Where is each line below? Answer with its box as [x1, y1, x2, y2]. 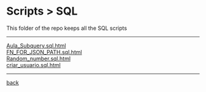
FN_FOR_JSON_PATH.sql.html [6, 48, 82, 55]
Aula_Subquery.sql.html [6, 41, 66, 49]
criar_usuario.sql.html [6, 61, 61, 68]
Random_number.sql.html [6, 55, 71, 62]
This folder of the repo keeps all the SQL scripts [6, 24, 128, 32]
